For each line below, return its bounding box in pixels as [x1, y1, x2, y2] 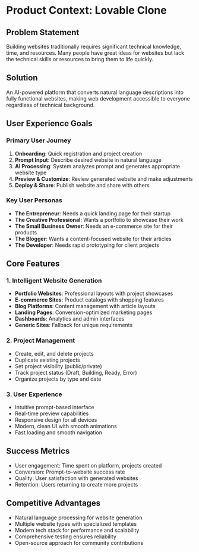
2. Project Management [6, 337, 75, 345]
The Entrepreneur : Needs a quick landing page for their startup [14, 209, 171, 217]
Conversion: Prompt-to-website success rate [14, 468, 125, 475]
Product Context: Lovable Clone [6, 4, 168, 17]
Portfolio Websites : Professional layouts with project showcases [14, 290, 173, 297]
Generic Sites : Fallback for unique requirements [14, 322, 133, 329]
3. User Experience [6, 390, 62, 399]
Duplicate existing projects [14, 356, 80, 363]
